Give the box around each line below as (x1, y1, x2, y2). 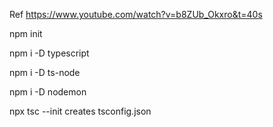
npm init (9, 28, 43, 39)
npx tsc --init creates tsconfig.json (9, 105, 152, 117)
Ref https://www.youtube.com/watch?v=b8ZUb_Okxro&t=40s (9, 9, 263, 20)
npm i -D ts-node (9, 67, 81, 78)
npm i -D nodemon (9, 86, 87, 98)
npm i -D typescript (9, 47, 90, 59)
